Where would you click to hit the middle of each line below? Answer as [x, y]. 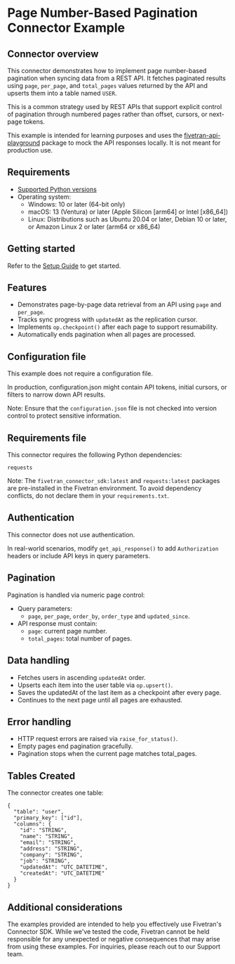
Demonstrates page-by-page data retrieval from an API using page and [119, 304]
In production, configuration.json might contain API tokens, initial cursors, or [117, 387]
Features [27, 288]
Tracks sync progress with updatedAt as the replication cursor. [107, 320]
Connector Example [66, 28]
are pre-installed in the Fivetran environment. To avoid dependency [105, 488]
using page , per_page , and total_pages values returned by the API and [108, 85]
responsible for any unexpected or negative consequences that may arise [114, 939]
